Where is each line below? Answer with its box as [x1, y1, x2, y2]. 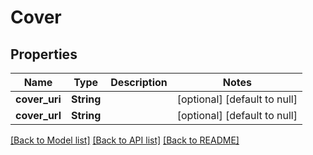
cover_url [15, 109, 62, 122]
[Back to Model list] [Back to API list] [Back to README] [10, 134, 240, 146]
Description [110, 76, 168, 89]
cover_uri [15, 92, 62, 106]
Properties [10, 46, 78, 63]
